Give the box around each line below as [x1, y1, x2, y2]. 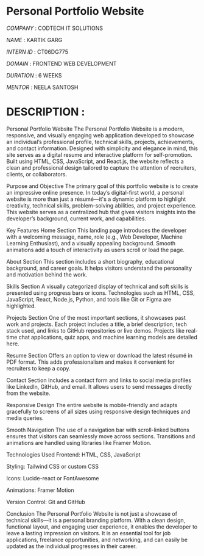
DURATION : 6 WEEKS [6, 71, 62, 79]
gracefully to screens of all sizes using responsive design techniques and [6, 408, 191, 415]
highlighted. [6, 302, 37, 309]
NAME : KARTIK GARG [6, 36, 63, 43]
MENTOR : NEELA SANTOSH [6, 84, 79, 91]
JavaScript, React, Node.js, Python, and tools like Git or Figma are [6, 295, 172, 303]
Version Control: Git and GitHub [6, 498, 85, 505]
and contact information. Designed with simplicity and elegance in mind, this [6, 145, 198, 152]
